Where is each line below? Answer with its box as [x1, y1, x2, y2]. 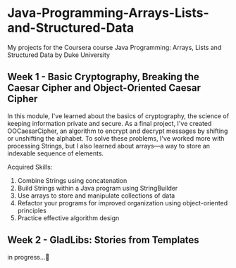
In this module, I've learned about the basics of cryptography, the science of [7, 111, 230, 120]
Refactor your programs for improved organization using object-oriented [17, 198, 228, 207]
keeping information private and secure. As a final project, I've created [7, 119, 212, 127]
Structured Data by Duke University [7, 51, 111, 59]
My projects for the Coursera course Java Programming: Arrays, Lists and [7, 43, 222, 51]
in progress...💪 [7, 253, 50, 261]
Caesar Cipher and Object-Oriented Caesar [7, 82, 201, 94]
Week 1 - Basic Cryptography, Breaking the [7, 71, 199, 83]
